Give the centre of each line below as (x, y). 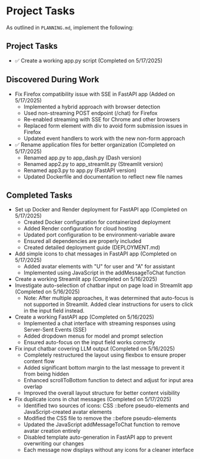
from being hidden (46, 374)
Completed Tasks (39, 195)
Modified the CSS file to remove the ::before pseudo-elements (100, 419)
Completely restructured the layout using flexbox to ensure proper (105, 355)
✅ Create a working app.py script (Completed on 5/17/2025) (88, 60)
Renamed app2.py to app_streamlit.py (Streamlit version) (93, 164)
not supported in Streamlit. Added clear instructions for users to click (108, 304)
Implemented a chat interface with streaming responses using (99, 323)
